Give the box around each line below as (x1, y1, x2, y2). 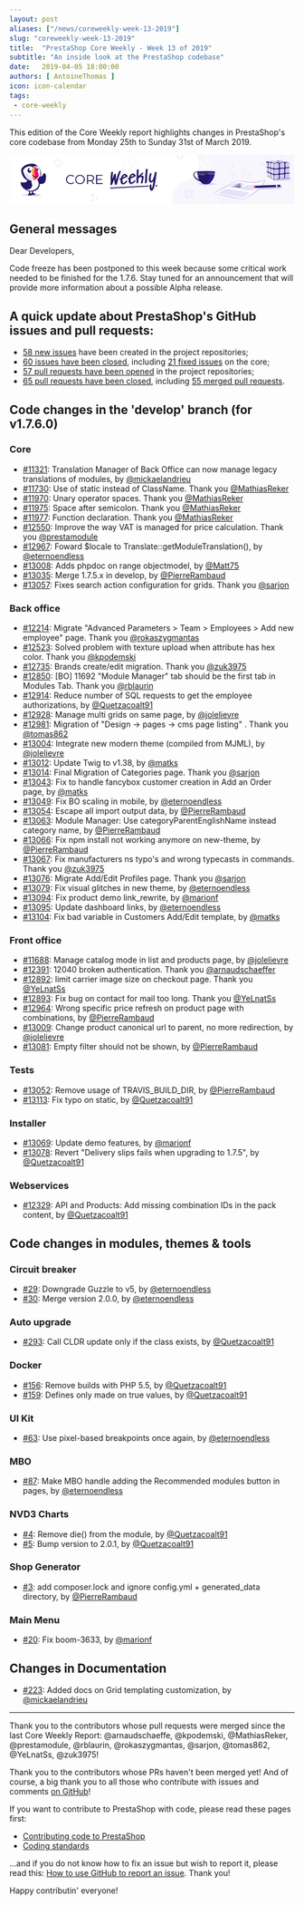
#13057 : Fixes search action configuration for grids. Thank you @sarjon (22, 579, 290, 590)
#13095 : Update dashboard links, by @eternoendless (22, 902, 222, 913)
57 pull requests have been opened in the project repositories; (22, 366, 255, 377)
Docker (9, 1359, 43, 1372)
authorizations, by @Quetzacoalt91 (22, 700, 154, 711)
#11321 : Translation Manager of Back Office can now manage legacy (22, 463, 278, 475)
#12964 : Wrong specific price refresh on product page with (22, 1002, 244, 1014)
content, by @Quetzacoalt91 (22, 1210, 128, 1221)
